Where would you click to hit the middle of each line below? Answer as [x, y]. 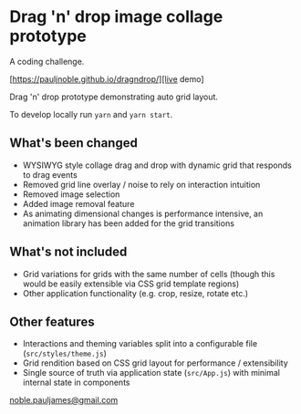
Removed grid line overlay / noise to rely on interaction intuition [141, 184]
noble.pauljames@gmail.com [64, 400]
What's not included [68, 252]
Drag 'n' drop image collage [116, 17]
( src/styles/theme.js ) [65, 354]
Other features [52, 321]
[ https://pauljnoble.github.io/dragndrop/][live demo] [107, 78]
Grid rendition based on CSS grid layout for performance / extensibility [156, 363]
